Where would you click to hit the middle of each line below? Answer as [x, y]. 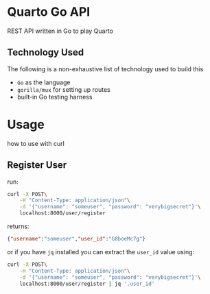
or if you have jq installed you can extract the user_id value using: [101, 252]
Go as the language [44, 82]
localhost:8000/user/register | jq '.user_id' [87, 284]
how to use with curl [36, 143]
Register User [37, 165]
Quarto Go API [49, 12]
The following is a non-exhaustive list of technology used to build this [105, 69]
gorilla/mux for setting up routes [64, 89]
